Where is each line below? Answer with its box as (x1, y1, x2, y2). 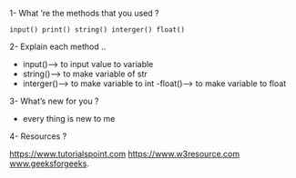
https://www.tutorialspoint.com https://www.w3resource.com (9, 149, 240, 159)
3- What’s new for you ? (9, 95, 99, 106)
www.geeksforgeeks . (9, 158, 89, 169)
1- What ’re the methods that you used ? (9, 8, 159, 18)
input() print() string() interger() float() (9, 25, 185, 35)
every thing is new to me (22, 114, 116, 124)
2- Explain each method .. (9, 41, 107, 52)
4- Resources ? (9, 131, 67, 142)
